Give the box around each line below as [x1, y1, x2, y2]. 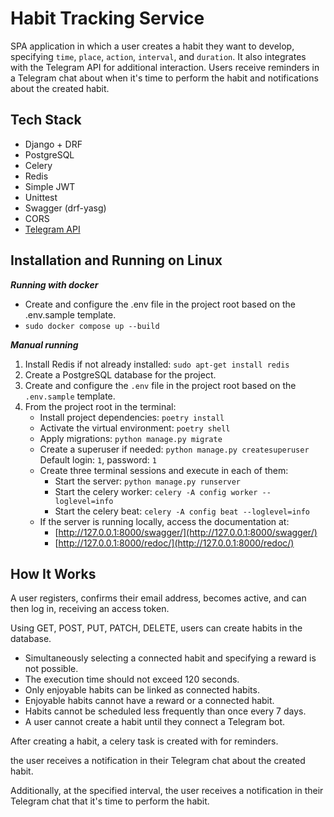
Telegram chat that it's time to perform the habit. [10, 795, 210, 807]
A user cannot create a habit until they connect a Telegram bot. [24, 716, 286, 728]
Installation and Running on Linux [10, 252, 223, 269]
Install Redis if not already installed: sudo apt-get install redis [24, 358, 290, 370]
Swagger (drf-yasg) [24, 202, 107, 214]
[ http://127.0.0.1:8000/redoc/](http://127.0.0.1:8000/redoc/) [54, 537, 295, 549]
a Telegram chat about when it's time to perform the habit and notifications [10, 72, 319, 84]
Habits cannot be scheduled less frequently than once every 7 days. [24, 705, 307, 717]
